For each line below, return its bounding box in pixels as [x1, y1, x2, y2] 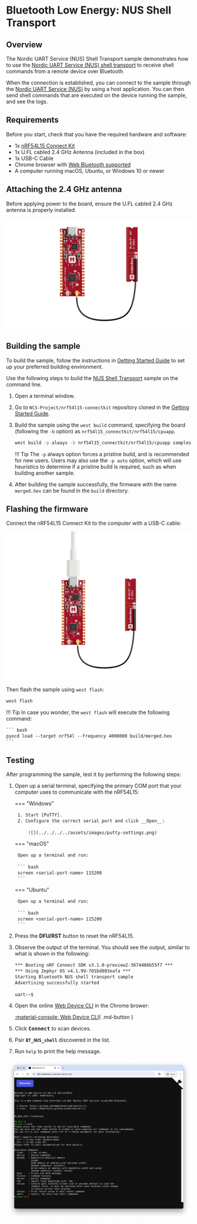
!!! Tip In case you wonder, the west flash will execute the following [6, 709, 170, 716]
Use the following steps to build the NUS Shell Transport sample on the [6, 374, 178, 381]
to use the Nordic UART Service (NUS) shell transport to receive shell [6, 61, 175, 68]
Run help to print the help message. [14, 1048, 101, 1055]
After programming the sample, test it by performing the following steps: [6, 771, 181, 778]
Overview [6, 40, 43, 50]
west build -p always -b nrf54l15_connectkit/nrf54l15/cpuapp [14, 440, 171, 446]
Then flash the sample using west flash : [6, 686, 104, 693]
